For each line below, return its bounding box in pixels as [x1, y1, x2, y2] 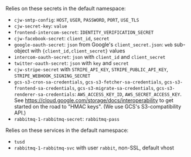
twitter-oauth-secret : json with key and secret [13, 60, 129, 67]
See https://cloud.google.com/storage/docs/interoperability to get [13, 97, 174, 104]
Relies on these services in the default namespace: [5, 127, 129, 134]
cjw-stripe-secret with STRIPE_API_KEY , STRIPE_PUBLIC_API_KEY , [13, 66, 168, 72]
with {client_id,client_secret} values [30, 47, 125, 54]
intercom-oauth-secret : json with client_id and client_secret [13, 54, 166, 60]
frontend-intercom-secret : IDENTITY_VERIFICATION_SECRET [13, 29, 154, 36]
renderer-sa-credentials [13, 92, 75, 97]
